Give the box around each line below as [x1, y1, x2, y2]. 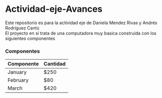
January [7, 69, 27, 76]
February [7, 77, 29, 84]
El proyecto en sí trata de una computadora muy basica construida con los [5, 30, 157, 36]
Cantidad [43, 61, 66, 67]
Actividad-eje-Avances [5, 3, 103, 15]
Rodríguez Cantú [5, 25, 40, 31]
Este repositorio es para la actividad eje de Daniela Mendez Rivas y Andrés [5, 20, 158, 26]
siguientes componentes [5, 35, 55, 41]
